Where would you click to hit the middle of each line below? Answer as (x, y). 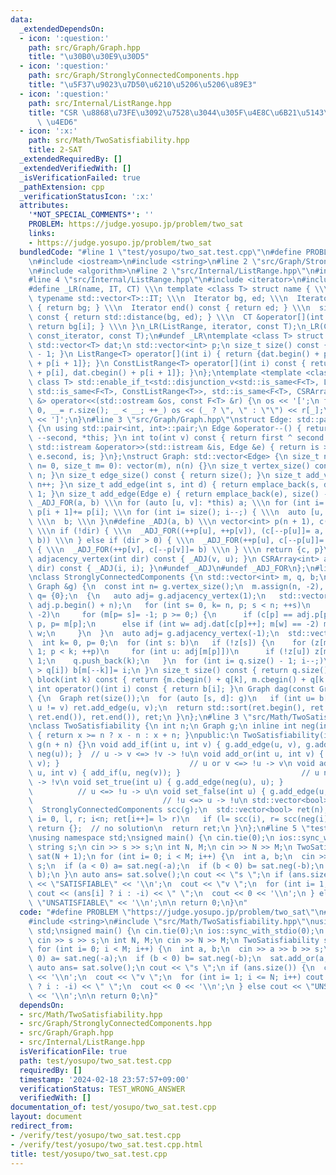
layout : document (46, 1117)
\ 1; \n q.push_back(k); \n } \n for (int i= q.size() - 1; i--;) (176, 661)
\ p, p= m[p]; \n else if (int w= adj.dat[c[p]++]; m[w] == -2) (174, 624)
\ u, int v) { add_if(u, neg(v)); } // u (174, 772)
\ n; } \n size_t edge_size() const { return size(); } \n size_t (165, 475)
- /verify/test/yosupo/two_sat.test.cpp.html (106, 1144)
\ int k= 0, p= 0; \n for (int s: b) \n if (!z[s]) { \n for (167, 642)
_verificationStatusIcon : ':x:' (87, 196)
